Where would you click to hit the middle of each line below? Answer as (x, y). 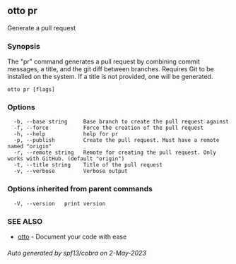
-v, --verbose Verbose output (71, 172)
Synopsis (24, 46)
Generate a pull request (42, 28)
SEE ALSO (25, 221)
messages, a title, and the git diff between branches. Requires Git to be (111, 69)
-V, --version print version (60, 203)
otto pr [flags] (31, 90)
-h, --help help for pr (66, 134)
